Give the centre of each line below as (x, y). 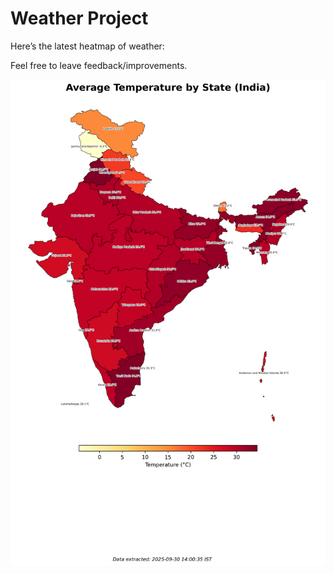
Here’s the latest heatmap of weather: (87, 46)
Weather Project (79, 18)
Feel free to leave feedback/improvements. (99, 65)
